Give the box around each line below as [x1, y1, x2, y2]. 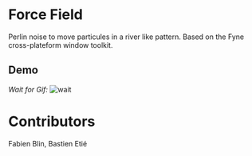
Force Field [8, 6, 84, 24]
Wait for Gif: [8, 84, 49, 94]
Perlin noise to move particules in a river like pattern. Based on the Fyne [8, 32, 245, 41]
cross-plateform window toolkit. [8, 40, 113, 49]
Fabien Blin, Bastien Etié [8, 138, 88, 148]
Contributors [8, 112, 96, 131]
